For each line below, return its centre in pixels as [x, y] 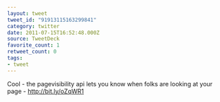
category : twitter [33, 26]
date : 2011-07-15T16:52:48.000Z [53, 33]
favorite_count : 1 [33, 45]
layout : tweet [27, 13]
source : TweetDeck [33, 39]
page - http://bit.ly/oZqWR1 [46, 91]
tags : [15, 58]
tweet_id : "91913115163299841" [52, 20]
